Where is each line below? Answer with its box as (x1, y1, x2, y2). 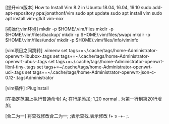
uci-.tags (5, 69, 24, 75)
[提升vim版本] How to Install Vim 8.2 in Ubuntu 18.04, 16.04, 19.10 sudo (5, 5, 152, 10)
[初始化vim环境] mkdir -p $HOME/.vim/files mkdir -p (5, 26, 114, 32)
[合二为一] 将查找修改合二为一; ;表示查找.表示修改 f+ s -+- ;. (5, 113, 130, 119)
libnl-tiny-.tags (5, 64, 36, 70)
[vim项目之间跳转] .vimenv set (5, 48, 68, 53)
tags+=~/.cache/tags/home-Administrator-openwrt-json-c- (32, 69, 156, 75)
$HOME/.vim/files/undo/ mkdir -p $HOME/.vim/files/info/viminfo (5, 37, 139, 43)
